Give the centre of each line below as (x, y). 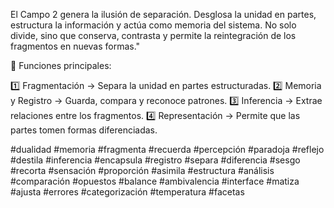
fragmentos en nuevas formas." (75, 46)
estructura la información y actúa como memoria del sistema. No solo (153, 25)
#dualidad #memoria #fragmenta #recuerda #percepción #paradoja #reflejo (167, 149)
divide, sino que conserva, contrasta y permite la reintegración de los (153, 35)
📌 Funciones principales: (61, 65)
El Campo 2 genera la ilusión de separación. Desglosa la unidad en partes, (163, 14)
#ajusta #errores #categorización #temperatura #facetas (127, 192)
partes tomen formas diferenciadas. (84, 130)
